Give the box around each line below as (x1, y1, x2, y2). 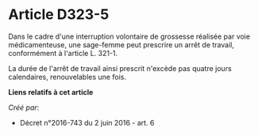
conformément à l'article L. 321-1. (8, 48, 118, 58)
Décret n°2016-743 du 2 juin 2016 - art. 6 (19, 118, 155, 127)
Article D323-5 (8, 6, 110, 24)
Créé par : (8, 103, 40, 112)
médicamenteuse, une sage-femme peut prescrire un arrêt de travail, (8, 39, 234, 49)
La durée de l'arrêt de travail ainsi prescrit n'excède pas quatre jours (8, 63, 232, 73)
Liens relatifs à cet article (8, 87, 94, 96)
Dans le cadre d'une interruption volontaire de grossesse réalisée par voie (8, 32, 251, 41)
